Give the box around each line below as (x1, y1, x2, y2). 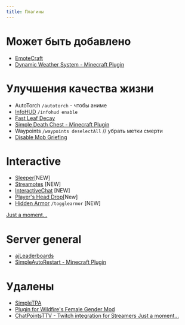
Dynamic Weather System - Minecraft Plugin (14, 61, 125, 68)
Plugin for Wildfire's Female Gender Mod (14, 306, 115, 313)
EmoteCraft (14, 55, 44, 62)
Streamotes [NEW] (14, 180, 61, 188)
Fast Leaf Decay (14, 115, 55, 122)
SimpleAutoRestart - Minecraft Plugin (14, 258, 106, 266)
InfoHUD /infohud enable (14, 108, 78, 115)
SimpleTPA (14, 299, 42, 306)
